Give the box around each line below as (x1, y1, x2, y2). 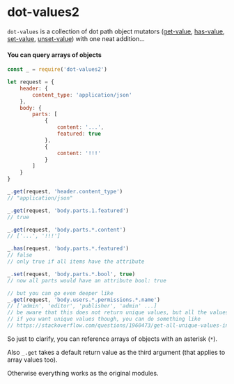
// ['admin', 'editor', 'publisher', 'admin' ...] (7, 303, 157, 310)
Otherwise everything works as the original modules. (7, 369, 159, 377)
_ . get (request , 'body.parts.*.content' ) (7, 226, 127, 233)
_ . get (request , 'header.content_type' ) (7, 189, 123, 195)
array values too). (7, 355, 58, 364)
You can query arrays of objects (7, 50, 102, 59)
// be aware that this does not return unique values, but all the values (7, 309, 229, 317)
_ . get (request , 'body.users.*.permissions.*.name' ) (7, 296, 160, 303)
